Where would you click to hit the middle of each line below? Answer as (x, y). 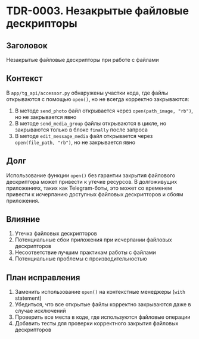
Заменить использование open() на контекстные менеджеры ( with (100, 292)
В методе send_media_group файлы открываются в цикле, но (91, 123)
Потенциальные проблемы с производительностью (81, 259)
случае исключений (41, 311)
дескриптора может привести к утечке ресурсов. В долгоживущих (92, 181)
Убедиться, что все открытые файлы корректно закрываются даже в (103, 305)
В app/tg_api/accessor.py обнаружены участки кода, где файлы (87, 93)
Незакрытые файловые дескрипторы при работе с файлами (83, 60)
